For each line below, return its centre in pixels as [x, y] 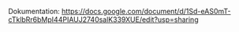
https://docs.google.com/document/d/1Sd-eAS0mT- [146, 11]
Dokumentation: [34, 11]
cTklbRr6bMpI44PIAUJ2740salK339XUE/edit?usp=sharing [103, 20]
